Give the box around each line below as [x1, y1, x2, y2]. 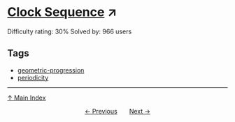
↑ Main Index [7, 93, 46, 102]
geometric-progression [17, 66, 85, 74]
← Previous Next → [84, 107, 151, 115]
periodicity [17, 73, 49, 82]
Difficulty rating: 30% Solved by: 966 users [7, 27, 132, 36]
